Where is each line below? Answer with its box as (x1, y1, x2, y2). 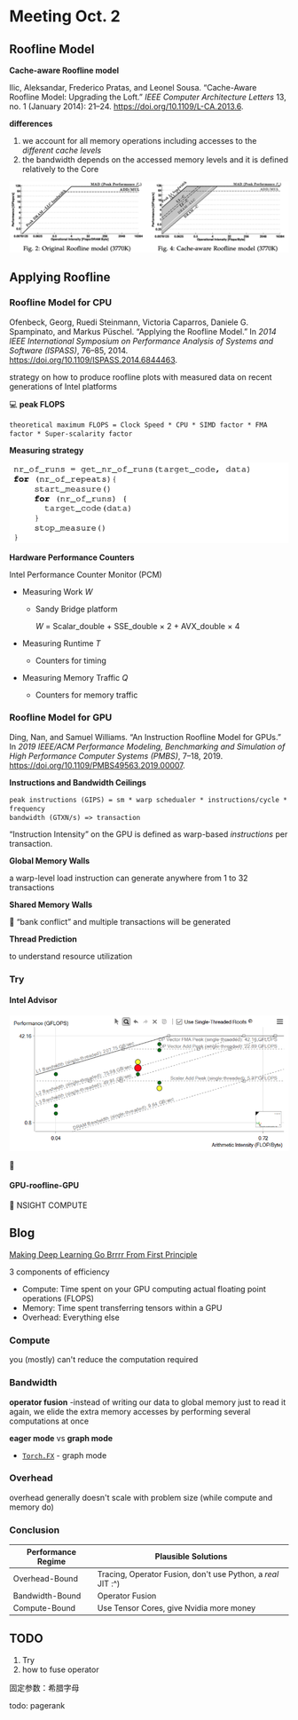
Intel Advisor (9, 995, 58, 1006)
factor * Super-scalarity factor (9, 429, 133, 438)
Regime (36, 1556, 67, 1566)
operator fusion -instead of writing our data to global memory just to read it (9, 1396, 286, 1408)
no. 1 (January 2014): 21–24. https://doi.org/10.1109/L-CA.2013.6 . (9, 101, 244, 112)
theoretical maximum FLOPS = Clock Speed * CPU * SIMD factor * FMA (9, 420, 268, 430)
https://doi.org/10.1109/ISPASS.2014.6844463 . (9, 354, 178, 365)
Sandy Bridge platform (35, 604, 118, 614)
